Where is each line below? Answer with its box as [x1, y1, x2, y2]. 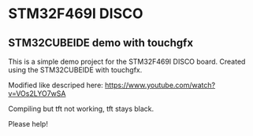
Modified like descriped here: [8, 80, 104, 90]
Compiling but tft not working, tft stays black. [8, 104, 154, 113]
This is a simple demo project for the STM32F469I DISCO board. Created [8, 57, 246, 66]
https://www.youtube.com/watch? [105, 80, 215, 90]
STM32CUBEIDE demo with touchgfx [8, 36, 194, 50]
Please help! [8, 119, 49, 128]
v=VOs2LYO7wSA [8, 89, 66, 98]
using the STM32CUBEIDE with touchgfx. [8, 65, 143, 75]
